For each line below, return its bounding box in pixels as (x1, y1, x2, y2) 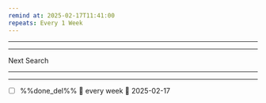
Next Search (8, 55, 49, 65)
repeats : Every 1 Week (8, 19, 83, 27)
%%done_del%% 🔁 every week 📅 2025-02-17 (19, 86, 171, 95)
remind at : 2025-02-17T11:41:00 (8, 11, 115, 20)
